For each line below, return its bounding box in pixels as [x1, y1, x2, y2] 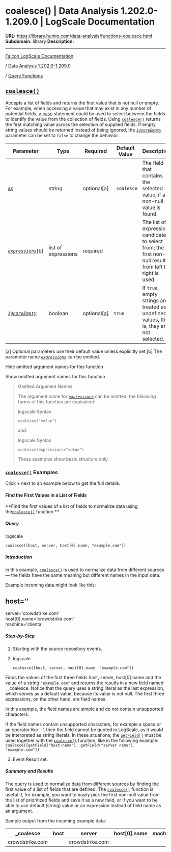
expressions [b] [8, 247, 44, 254]
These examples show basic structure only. [17, 456, 109, 462]
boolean [48, 309, 69, 317]
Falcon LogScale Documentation [5, 53, 74, 59]
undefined [142, 309, 167, 317]
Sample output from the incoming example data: [5, 817, 106, 823]
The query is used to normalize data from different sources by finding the [5, 781, 159, 787]
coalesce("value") [17, 418, 57, 423]
